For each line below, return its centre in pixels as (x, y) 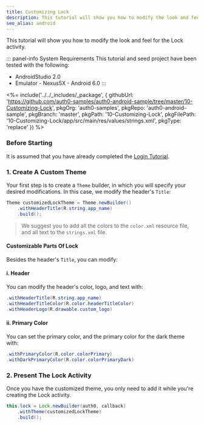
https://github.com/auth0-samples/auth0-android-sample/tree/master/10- (100, 101)
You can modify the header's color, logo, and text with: (75, 287)
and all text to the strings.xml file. (64, 232)
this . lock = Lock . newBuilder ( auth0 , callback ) (66, 406)
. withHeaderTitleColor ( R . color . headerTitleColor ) (70, 303)
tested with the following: (38, 65)
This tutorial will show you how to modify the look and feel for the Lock (95, 41)
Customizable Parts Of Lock (42, 246)
